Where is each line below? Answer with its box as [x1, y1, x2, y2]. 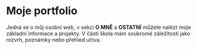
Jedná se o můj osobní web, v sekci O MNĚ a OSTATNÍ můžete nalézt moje [6, 24, 191, 31]
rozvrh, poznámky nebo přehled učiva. [6, 36, 101, 43]
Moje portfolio [6, 4, 78, 18]
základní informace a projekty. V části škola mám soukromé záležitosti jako [6, 30, 190, 37]
